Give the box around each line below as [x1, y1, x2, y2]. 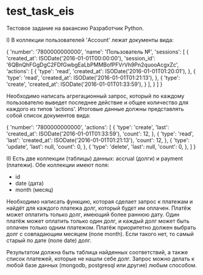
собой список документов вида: [6, 112, 91, 119]
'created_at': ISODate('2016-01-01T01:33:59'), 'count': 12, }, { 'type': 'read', [6, 130, 194, 137]
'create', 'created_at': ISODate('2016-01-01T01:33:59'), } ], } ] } [6, 80, 163, 88]
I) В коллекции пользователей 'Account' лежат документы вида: [6, 36, 174, 43]
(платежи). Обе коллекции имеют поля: [6, 161, 110, 168]
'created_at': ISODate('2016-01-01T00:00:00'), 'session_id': [6, 54, 155, 62]
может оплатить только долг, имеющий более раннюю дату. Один [6, 210, 180, 218]
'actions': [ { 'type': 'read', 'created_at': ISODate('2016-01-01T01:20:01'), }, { [6, 67, 196, 74]
